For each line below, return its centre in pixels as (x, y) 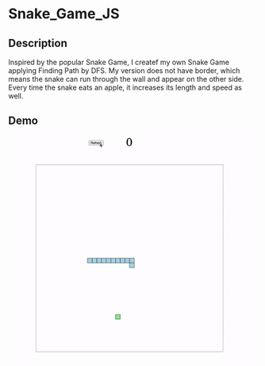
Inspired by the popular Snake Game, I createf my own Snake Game (119, 62)
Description (38, 43)
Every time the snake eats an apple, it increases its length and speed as (125, 87)
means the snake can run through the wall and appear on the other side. (126, 79)
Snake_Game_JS (64, 14)
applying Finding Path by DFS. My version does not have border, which (124, 71)
